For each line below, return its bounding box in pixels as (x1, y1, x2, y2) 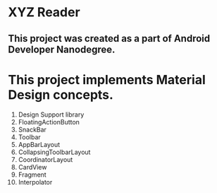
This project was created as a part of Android (8, 33, 211, 45)
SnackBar (18, 125, 46, 134)
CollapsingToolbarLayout (18, 148, 91, 156)
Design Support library (18, 110, 85, 119)
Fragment (18, 170, 46, 179)
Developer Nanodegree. (8, 43, 116, 55)
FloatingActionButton (18, 117, 80, 126)
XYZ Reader (8, 4, 80, 21)
